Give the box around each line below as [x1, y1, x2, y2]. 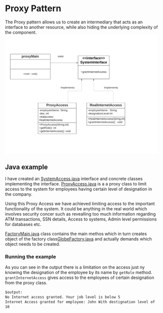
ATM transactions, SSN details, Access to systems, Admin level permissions [5, 216, 157, 222]
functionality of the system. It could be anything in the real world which [5, 206, 147, 212]
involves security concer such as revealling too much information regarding [5, 211, 156, 217]
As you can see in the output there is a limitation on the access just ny [5, 264, 145, 270]
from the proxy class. [5, 280, 48, 286]
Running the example [5, 253, 56, 260]
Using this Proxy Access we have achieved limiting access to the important [5, 201, 155, 207]
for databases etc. [5, 221, 42, 227]
